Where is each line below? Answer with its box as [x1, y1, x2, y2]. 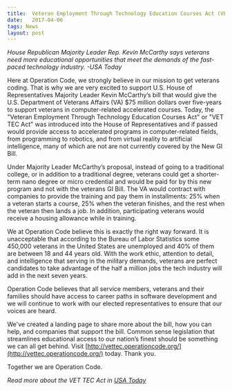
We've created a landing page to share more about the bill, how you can [7, 320, 212, 328]
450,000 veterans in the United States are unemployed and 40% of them [7, 242, 215, 250]
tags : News [7, 23, 39, 30]
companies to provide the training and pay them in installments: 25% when [7, 192, 220, 201]
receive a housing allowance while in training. [7, 214, 137, 223]
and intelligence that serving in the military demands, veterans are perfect [7, 257, 217, 265]
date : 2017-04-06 [7, 17, 64, 23]
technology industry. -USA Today [26, 63, 122, 71]
